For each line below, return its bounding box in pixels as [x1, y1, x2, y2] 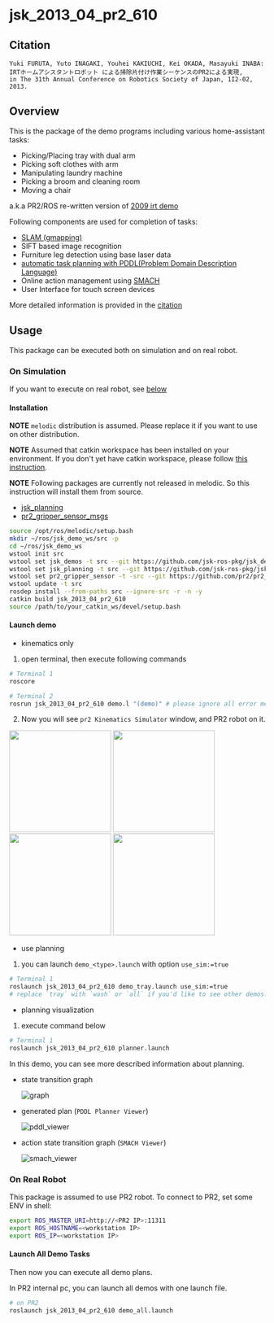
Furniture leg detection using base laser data [20, 250, 172, 260]
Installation [9, 403, 48, 413]
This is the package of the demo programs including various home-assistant [9, 126, 265, 136]
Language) [20, 267, 58, 277]
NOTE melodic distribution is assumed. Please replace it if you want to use [9, 421, 259, 430]
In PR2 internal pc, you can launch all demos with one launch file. [9, 1283, 228, 1293]
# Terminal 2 [9, 692, 54, 701]
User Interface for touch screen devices [20, 284, 155, 294]
